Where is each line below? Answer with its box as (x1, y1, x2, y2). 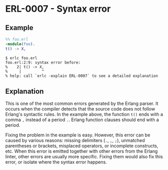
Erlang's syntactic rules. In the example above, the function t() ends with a (5, 111, 163, 118)
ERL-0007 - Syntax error (5, 3, 111, 15)
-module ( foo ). (5, 41, 36, 46)
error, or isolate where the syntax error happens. (5, 159, 107, 165)
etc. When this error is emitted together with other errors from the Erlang (5, 148, 158, 154)
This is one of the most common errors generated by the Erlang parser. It (5, 100, 159, 107)
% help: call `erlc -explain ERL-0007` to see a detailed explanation (5, 73, 158, 78)
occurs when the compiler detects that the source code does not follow (5, 106, 155, 112)
